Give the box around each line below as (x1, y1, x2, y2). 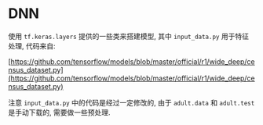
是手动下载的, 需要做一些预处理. (8, 107, 111, 117)
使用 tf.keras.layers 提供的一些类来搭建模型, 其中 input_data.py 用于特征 (8, 31, 250, 41)
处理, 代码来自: (8, 41, 57, 51)
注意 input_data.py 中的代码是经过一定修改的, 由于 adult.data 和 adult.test (8, 98, 255, 107)
